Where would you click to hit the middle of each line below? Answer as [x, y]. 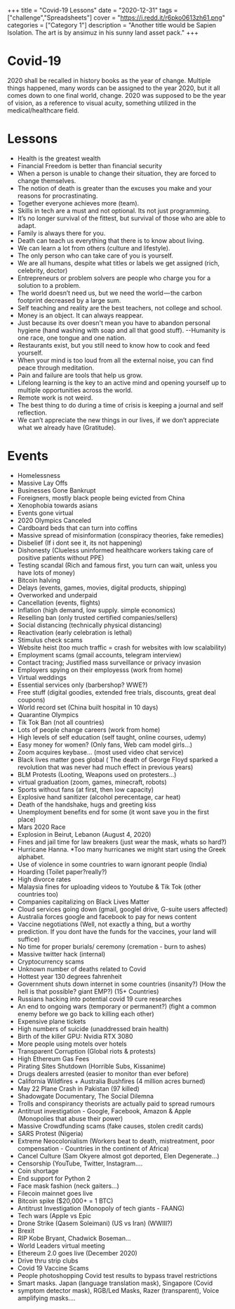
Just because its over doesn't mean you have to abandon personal [114, 322]
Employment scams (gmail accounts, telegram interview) [100, 654]
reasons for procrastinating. [58, 196]
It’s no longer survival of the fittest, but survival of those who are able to [121, 218]
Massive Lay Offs [42, 483]
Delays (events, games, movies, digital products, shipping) [102, 588]
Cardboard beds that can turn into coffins [78, 528]
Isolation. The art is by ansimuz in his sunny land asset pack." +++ [103, 32]
